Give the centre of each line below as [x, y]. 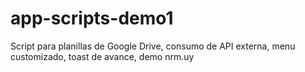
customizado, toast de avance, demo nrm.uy [102, 56]
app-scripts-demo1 [92, 18]
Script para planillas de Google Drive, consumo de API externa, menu [153, 46]
